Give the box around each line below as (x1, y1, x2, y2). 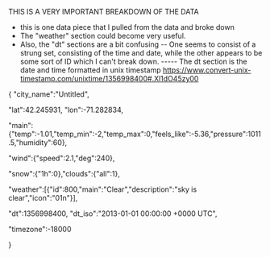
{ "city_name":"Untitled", (8, 89, 90, 99)
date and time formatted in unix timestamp (19, 65, 161, 75)
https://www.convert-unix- (162, 65, 251, 75)
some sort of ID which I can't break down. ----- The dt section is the (19, 56, 247, 66)
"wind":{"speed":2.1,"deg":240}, (8, 153, 115, 163)
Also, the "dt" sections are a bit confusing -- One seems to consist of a (19, 39, 256, 49)
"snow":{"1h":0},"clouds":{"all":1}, (8, 169, 121, 178)
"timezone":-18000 (8, 225, 72, 234)
